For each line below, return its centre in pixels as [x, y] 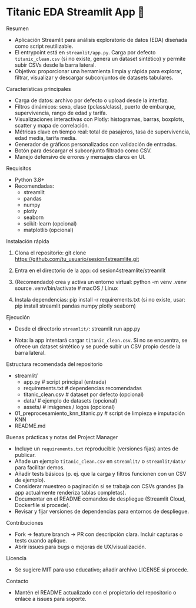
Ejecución [18, 317]
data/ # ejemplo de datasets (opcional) [70, 400]
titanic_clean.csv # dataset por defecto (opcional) [84, 394]
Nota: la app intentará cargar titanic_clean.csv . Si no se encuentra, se [101, 340]
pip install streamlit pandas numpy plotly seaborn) [75, 306]
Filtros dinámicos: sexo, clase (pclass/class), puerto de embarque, [95, 106]
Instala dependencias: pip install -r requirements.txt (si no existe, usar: [100, 299]
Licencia [16, 558]
